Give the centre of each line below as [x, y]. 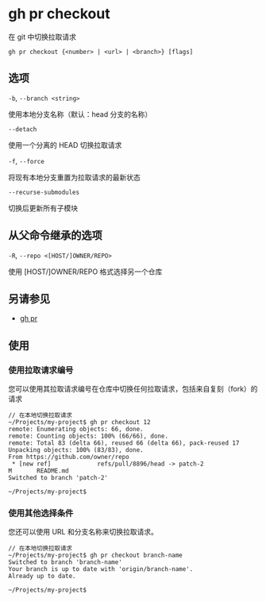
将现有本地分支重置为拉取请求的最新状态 [74, 177]
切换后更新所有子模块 [43, 208]
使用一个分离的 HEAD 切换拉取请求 [65, 145]
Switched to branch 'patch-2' [58, 478]
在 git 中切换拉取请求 [42, 37]
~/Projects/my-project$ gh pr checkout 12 [79, 423]
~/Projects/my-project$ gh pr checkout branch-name [95, 556]
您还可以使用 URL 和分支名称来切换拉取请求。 [83, 532]
